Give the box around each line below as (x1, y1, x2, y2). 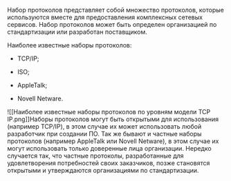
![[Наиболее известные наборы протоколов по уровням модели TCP (7, 108, 211, 116)
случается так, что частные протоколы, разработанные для (7, 151, 185, 160)
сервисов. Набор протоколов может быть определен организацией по (7, 21, 217, 28)
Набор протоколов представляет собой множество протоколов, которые (7, 6, 225, 14)
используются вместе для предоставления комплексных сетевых (7, 13, 203, 21)
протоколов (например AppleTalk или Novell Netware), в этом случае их (7, 137, 219, 145)
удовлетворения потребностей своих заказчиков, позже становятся (7, 159, 210, 167)
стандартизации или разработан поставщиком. (7, 28, 147, 36)
